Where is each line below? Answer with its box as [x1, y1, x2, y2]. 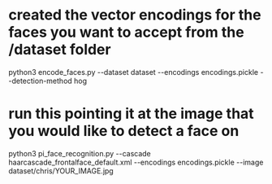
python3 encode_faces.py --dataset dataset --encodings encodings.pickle [8, 67, 258, 77]
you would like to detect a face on [8, 122, 240, 140]
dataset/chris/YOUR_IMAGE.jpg [8, 165, 114, 176]
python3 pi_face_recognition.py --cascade [8, 148, 152, 158]
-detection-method [8, 76, 73, 85]
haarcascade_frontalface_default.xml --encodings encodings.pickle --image [8, 157, 264, 167]
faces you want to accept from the [8, 23, 245, 42]
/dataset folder [8, 41, 111, 59]
